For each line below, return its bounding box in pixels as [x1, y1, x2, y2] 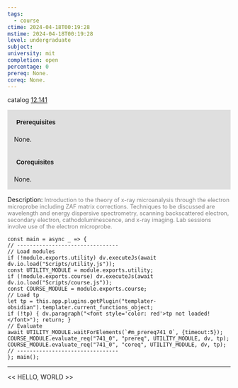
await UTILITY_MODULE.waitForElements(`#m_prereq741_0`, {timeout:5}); [7, 329, 223, 336]
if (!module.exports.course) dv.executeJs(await [7, 273, 154, 280]
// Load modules [7, 248, 55, 255]
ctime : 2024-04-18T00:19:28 [7, 23, 91, 31]
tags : [7, 10, 23, 18]
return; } [42, 316, 72, 323]
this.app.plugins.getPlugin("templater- [35, 298, 157, 305]
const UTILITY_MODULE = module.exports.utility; [7, 267, 154, 274]
